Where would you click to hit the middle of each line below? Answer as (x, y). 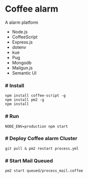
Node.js (20, 32)
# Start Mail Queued (29, 161)
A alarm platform (22, 22)
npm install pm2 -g (25, 100)
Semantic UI (24, 73)
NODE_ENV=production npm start (37, 126)
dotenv (19, 47)
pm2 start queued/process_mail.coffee (44, 171)
